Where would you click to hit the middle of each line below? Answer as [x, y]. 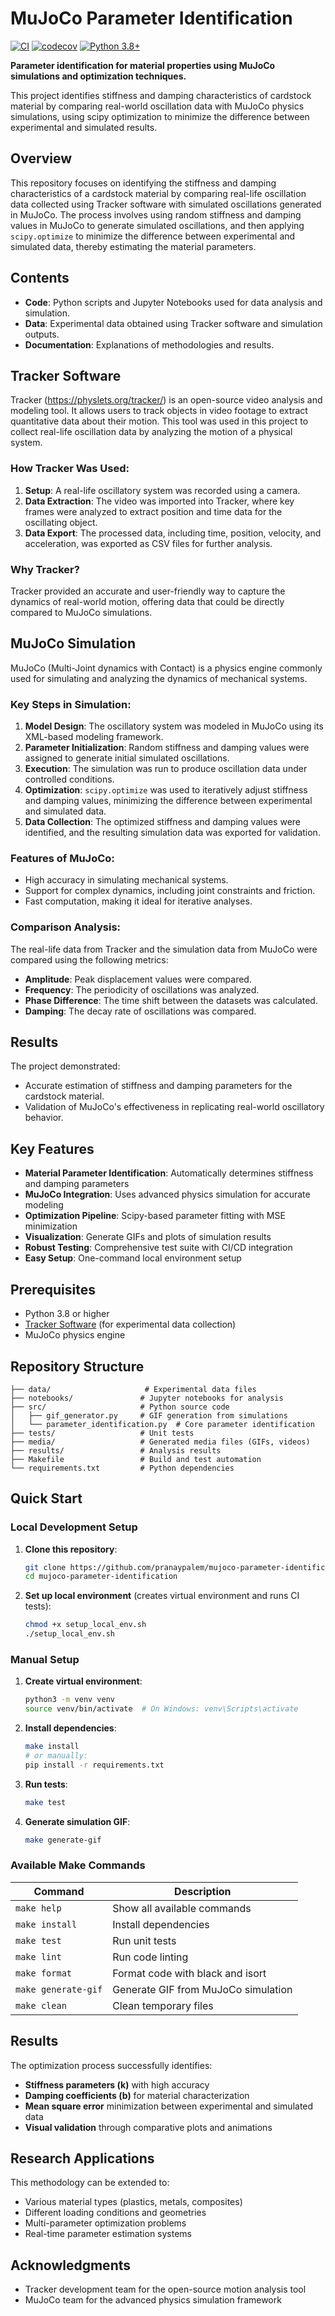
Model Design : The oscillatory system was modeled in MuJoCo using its [174, 726]
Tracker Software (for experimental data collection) [130, 1324]
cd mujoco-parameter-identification [101, 1577]
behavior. [44, 1118]
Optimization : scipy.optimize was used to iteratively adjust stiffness [166, 790]
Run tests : [46, 1784]
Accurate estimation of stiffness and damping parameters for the [158, 1086]
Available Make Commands [78, 1865]
